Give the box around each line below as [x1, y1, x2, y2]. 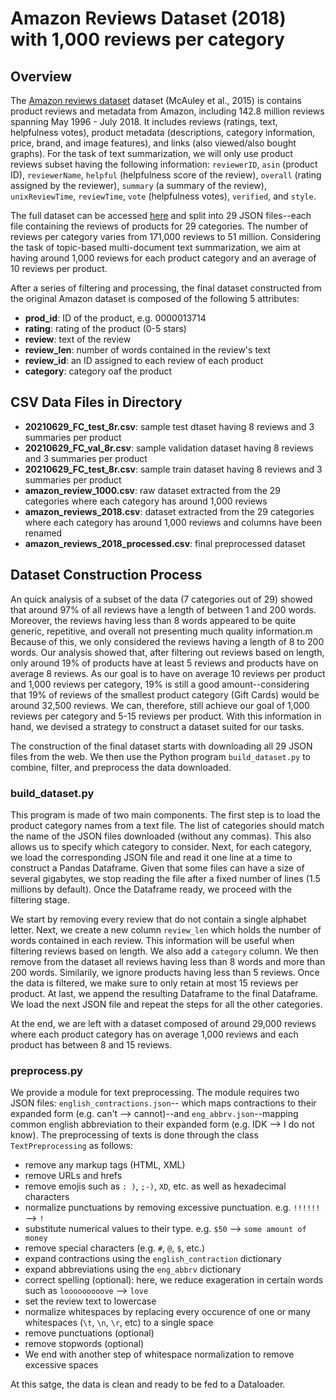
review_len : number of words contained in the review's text [24, 344, 272, 356]
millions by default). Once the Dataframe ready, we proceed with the [10, 883, 293, 895]
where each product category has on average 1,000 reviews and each [10, 1028, 299, 1040]
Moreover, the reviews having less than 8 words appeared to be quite [10, 614, 296, 626]
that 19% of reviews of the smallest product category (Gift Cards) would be [10, 688, 320, 701]
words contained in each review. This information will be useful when [10, 934, 295, 946]
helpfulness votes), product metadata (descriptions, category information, [10, 127, 316, 138]
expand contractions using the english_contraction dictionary [24, 1253, 282, 1265]
